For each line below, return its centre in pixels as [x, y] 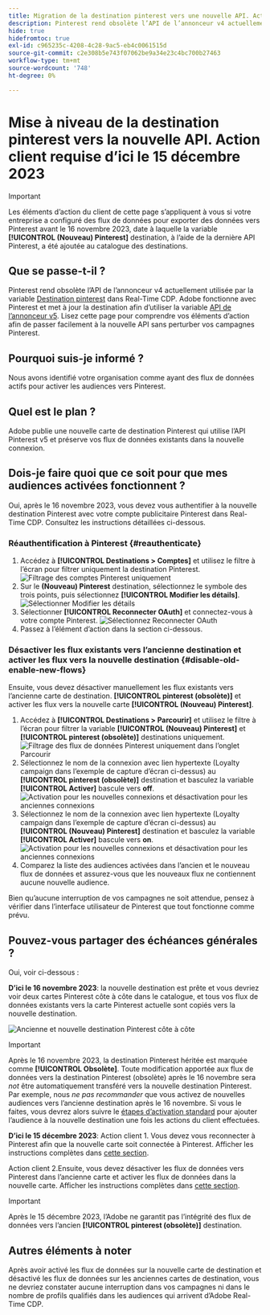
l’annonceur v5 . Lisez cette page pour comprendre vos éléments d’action [129, 316]
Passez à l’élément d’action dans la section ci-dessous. [111, 629]
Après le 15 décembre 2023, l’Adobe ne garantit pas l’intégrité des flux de [130, 1217]
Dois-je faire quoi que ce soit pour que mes [118, 473]
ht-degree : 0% [32, 76]
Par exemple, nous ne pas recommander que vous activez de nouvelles [127, 1095]
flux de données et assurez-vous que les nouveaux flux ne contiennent [137, 874]
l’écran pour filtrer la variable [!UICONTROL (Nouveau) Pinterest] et [133, 729]
